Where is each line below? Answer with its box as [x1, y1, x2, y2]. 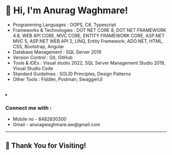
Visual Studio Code [12, 65, 54, 71]
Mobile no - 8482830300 [12, 116, 67, 122]
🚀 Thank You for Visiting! [5, 141, 87, 150]
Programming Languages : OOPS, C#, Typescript [12, 22, 116, 28]
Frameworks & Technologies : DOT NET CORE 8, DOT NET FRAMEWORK [12, 27, 166, 33]
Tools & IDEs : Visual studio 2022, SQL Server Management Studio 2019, [12, 60, 165, 66]
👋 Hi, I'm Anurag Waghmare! [5, 5, 128, 16]
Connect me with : [5, 104, 52, 111]
